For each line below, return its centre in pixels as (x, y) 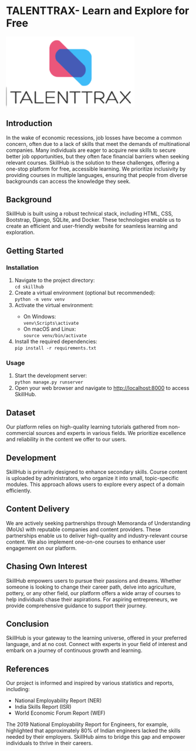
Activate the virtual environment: (54, 305)
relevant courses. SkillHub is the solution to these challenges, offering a (93, 162)
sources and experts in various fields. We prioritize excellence (111, 433)
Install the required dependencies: (56, 342)
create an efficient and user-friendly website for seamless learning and (92, 226)
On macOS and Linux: (50, 329)
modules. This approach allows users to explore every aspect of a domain (95, 484)
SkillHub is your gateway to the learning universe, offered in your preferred (97, 638)
